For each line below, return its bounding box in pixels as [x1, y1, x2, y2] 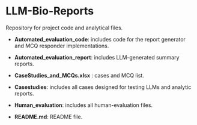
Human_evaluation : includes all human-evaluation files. [14, 101, 153, 109]
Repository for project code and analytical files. [5, 24, 123, 31]
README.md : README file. [14, 113, 83, 120]
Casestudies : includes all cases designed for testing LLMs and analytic [14, 83, 192, 91]
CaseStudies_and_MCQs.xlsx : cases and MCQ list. [14, 72, 145, 79]
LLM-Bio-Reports [5, 4, 94, 18]
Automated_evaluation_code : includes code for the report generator [14, 35, 186, 43]
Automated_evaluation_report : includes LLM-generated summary [14, 53, 180, 61]
